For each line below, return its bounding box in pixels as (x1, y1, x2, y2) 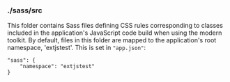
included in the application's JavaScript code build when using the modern (7, 28, 222, 37)
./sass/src (7, 6, 43, 15)
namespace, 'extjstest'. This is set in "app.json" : (7, 44, 146, 52)
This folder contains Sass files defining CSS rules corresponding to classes (7, 22, 223, 30)
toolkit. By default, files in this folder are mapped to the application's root (7, 36, 217, 44)
